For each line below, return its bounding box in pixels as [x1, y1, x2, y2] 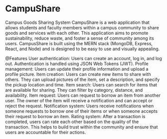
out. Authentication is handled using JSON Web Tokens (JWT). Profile [5, 61, 149, 67]
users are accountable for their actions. [5, 129, 86, 135]
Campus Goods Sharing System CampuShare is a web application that [5, 19, 150, 25]
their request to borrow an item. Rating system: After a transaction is [5, 113, 146, 119]
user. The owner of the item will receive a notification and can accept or [5, 97, 153, 103]
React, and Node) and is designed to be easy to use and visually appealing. [5, 46, 160, 52]
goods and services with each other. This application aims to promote [5, 30, 149, 36]
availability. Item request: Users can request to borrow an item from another [5, 92, 161, 98]
